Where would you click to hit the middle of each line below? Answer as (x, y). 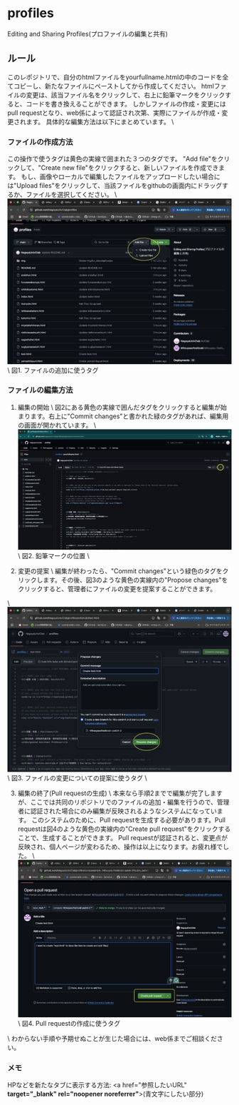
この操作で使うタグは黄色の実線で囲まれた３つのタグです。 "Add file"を (113, 159)
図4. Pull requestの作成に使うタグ (71, 1024)
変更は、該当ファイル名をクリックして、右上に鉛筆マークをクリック (126, 95)
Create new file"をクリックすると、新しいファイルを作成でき (130, 168)
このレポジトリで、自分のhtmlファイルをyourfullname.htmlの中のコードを (115, 77)
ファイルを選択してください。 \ (71, 195)
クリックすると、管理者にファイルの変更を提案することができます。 (117, 589)
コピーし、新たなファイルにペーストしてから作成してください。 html (114, 86)
